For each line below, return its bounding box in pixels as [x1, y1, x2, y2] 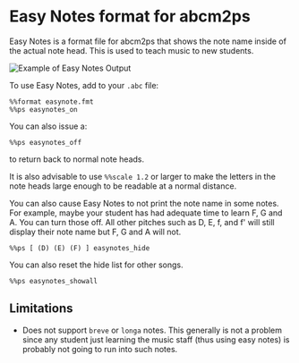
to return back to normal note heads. [9, 154, 145, 165]
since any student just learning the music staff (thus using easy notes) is [21, 333, 290, 345]
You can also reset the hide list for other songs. [9, 259, 184, 270]
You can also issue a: [9, 121, 88, 131]
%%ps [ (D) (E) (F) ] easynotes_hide [9, 243, 150, 252]
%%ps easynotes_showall [9, 276, 98, 285]
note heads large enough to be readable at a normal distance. [9, 181, 237, 191]
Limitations [9, 301, 73, 317]
